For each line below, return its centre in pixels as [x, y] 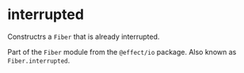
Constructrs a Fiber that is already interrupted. [84, 36]
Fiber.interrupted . [39, 60]
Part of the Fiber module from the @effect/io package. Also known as [122, 52]
